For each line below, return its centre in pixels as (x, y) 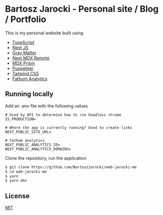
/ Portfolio (26, 19)
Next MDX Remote (31, 58)
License (17, 196)
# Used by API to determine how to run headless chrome (63, 115)
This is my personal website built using (44, 33)
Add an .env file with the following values (47, 106)
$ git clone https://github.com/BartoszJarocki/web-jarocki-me (71, 167)
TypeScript (23, 42)
